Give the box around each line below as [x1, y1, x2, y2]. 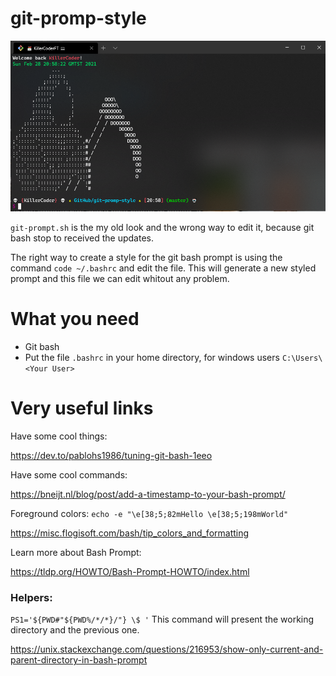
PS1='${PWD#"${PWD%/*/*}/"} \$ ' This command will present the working [10, 613, 315, 626]
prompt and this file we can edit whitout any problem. [10, 273, 230, 285]
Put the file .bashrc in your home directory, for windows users [24, 352, 280, 364]
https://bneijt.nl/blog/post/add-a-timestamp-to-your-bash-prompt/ [10, 488, 286, 501]
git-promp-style [10, 7, 147, 30]
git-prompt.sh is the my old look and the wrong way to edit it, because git [10, 222, 315, 234]
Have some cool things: [10, 430, 108, 442]
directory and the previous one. [10, 624, 140, 636]
